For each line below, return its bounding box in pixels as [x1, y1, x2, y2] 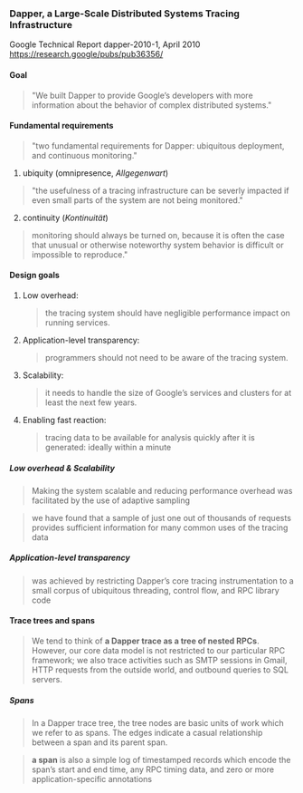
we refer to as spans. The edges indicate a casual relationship [31, 728, 263, 739]
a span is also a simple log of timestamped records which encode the [31, 755, 291, 766]
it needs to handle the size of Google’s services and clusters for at [44, 387, 292, 398]
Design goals [9, 270, 61, 281]
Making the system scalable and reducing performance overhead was [31, 485, 293, 496]
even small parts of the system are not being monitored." [31, 194, 244, 206]
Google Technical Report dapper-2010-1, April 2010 [9, 39, 201, 50]
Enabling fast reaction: [22, 414, 107, 425]
